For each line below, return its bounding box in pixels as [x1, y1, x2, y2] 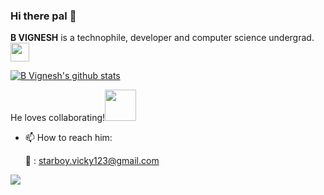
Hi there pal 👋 [10, 9, 77, 23]
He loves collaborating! [10, 112, 106, 124]
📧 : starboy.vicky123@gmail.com [24, 155, 160, 167]
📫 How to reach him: [24, 132, 113, 144]
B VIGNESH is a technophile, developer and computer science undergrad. [10, 32, 315, 44]
